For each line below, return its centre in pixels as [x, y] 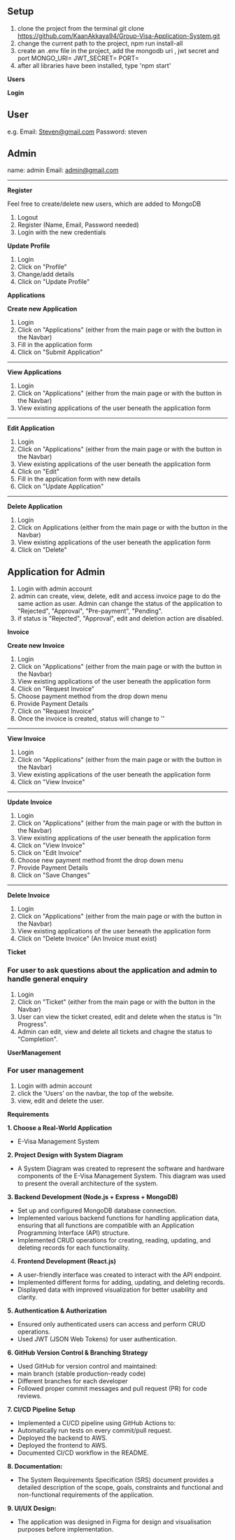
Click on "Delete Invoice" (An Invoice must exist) [87, 939]
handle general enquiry [48, 979]
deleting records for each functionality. [73, 1248]
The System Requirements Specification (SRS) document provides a [115, 1480]
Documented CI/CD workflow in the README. [83, 1453]
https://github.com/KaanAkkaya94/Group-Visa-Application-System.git [119, 36]
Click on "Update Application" [60, 486]
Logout [28, 218]
